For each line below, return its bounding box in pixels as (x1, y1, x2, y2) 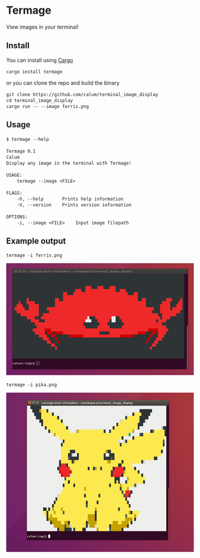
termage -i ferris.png (6, 252, 62, 258)
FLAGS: (6, 190, 23, 196)
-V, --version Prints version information (17, 202, 132, 208)
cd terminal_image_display (6, 97, 73, 103)
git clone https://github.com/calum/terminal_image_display (6, 91, 159, 97)
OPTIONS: (6, 214, 28, 220)
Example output (6, 236, 67, 246)
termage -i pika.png (6, 382, 58, 388)
